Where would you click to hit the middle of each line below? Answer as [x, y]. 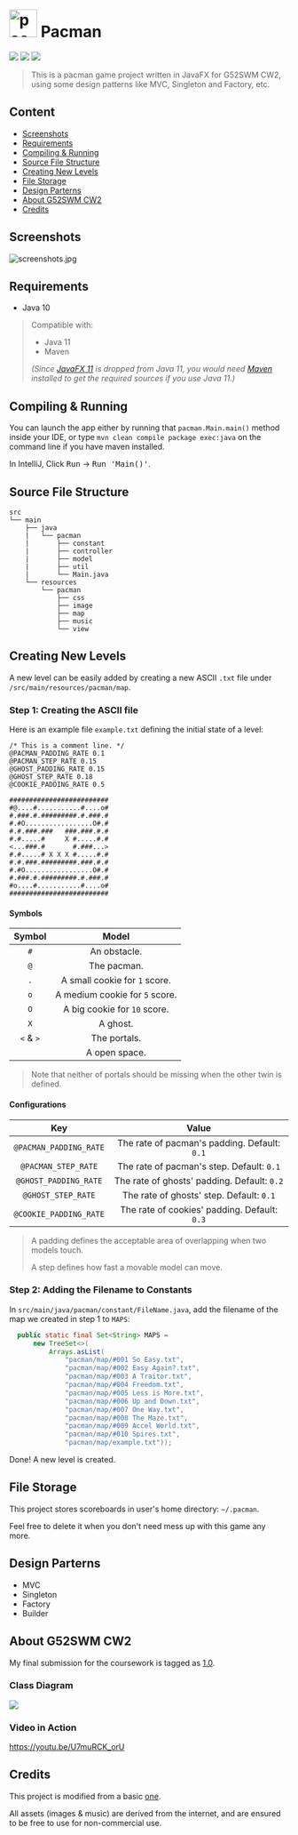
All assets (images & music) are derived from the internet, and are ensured [145, 1813]
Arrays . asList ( [76, 1351]
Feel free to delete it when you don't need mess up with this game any [137, 1526]
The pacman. [116, 966]
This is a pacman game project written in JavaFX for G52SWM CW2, [156, 75]
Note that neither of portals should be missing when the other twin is [156, 1075]
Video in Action [43, 1727]
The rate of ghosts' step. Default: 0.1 [199, 1195]
